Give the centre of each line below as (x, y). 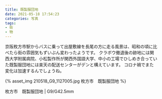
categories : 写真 (22, 18)
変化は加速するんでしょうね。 (35, 71)
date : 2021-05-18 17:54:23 (32, 14)
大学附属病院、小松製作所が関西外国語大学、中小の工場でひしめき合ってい (83, 58)
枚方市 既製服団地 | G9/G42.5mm (39, 91)
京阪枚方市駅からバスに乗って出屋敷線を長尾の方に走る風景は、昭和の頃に (79, 46)
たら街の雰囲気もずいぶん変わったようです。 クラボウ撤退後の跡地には (79, 52)
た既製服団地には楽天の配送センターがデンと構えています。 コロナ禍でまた (79, 65)
